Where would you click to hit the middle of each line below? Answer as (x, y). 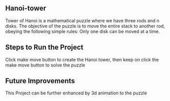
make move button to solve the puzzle (45, 65)
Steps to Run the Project (45, 47)
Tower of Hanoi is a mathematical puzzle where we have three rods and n (82, 20)
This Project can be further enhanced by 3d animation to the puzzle (76, 93)
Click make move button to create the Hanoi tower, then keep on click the (82, 59)
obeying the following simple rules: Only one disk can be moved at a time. (83, 31)
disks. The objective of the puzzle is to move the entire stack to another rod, (85, 26)
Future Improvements (40, 81)
